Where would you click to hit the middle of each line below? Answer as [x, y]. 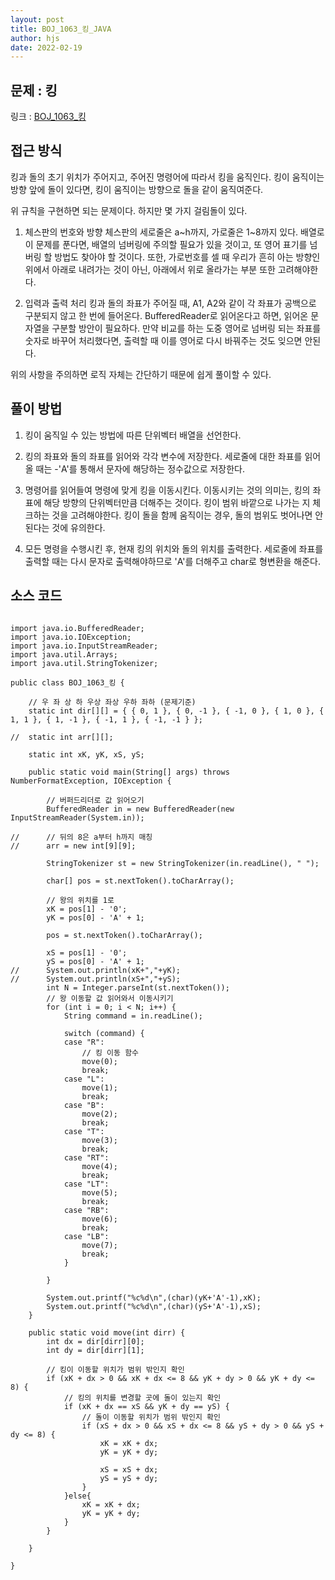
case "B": [84, 1105]
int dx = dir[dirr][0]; [95, 1341]
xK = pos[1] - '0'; [87, 909]
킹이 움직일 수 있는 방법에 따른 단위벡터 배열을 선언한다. [133, 435]
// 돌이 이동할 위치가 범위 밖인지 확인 [151, 1417]
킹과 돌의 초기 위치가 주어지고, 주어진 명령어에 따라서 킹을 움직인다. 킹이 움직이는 [167, 177]
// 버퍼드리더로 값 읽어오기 [95, 800]
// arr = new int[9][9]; [73, 846]
